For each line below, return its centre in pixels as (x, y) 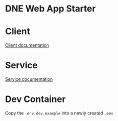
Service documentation (29, 79)
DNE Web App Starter (50, 9)
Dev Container (35, 99)
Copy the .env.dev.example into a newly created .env (59, 113)
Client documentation (27, 45)
